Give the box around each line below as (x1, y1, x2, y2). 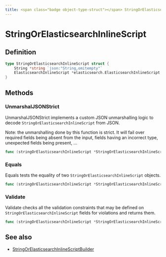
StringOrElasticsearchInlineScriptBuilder (12, 246, 94, 252)
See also (5, 233, 32, 242)
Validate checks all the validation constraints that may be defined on (5, 205, 144, 211)
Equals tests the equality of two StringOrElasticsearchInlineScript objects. (5, 172, 161, 178)
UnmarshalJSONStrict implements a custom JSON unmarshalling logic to (5, 114, 154, 120)
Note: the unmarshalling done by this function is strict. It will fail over (5, 129, 145, 135)
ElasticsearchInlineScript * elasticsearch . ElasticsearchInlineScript (14, 70, 161, 75)
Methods (5, 88, 34, 97)
